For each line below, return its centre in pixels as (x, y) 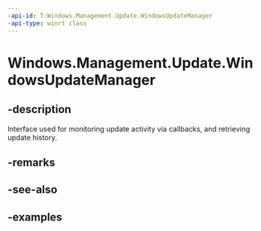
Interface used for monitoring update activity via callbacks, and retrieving (129, 128)
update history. (33, 137)
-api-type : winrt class (47, 23)
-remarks (31, 162)
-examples (35, 217)
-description (39, 109)
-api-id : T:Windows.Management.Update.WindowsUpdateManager (110, 16)
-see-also (33, 190)
